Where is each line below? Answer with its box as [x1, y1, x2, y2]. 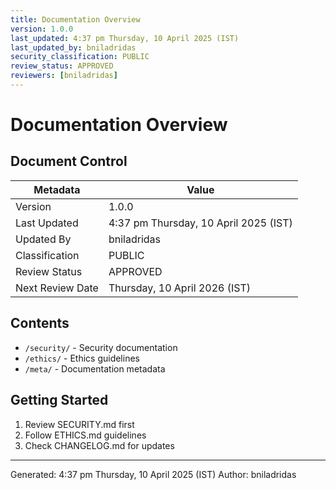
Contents [10, 315, 70, 332]
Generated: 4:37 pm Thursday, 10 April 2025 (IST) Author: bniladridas [10, 468, 297, 480]
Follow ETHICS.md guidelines [24, 429, 147, 441]
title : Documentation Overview [10, 14, 141, 25]
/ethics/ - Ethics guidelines [24, 352, 140, 364]
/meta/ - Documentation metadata [24, 362, 166, 375]
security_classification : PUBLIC [10, 52, 150, 62]
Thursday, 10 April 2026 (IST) [108, 281, 251, 295]
